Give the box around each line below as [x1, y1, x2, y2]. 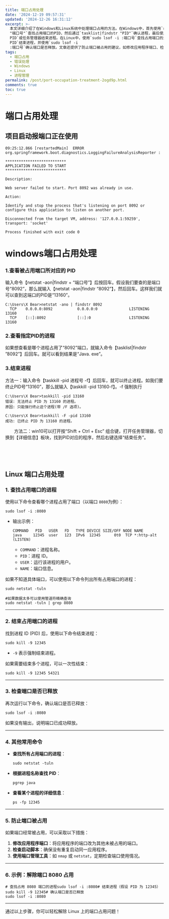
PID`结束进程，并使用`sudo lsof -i [10, 40, 78, 45]
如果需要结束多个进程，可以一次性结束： [5, 660, 89, 666]
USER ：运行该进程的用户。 [20, 559, 74, 565]
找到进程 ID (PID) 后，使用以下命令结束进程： [5, 630, 99, 636]
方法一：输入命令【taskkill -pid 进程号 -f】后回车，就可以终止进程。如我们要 [5, 377, 163, 383]
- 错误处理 [10, 59, 30, 64]
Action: [5, 194, 22, 199]
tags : [5, 49, 17, 54]
